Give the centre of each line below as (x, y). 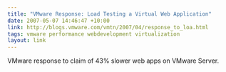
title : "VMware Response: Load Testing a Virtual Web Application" (110, 14)
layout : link (27, 41)
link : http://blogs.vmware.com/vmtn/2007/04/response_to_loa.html (108, 27)
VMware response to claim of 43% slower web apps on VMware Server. (113, 61)
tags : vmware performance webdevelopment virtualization (94, 34)
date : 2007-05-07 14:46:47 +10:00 (59, 21)
